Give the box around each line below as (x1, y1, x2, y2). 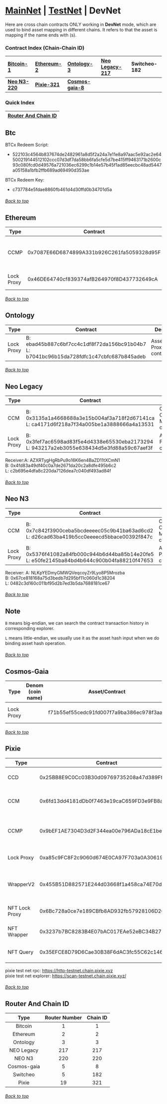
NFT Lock (7, 904, 31, 911)
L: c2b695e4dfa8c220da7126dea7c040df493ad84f (5, 468, 111, 474)
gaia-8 (67, 85, 84, 92)
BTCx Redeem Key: (5, 177, 45, 183)
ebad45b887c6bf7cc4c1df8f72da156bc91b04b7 (25, 341, 147, 348)
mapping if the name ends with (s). (5, 32, 77, 38)
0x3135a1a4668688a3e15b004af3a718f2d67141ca (25, 415, 155, 422)
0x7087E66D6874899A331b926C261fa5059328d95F (27, 249, 161, 256)
